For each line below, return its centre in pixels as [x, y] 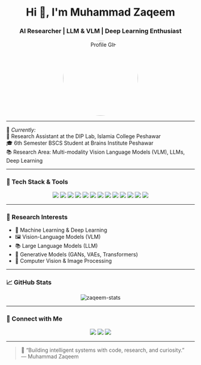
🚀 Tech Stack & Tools [37, 182]
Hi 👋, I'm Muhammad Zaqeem [100, 12]
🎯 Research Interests [37, 217]
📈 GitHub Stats [29, 282]
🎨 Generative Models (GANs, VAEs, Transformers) [77, 255]
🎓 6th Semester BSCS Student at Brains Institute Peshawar [80, 143]
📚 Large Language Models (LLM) [56, 246]
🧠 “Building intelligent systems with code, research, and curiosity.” [103, 350]
